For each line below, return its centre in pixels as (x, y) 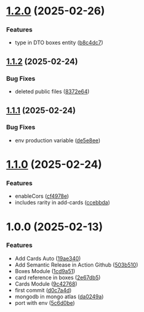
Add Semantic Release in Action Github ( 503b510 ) (76, 265)
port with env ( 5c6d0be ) (45, 302)
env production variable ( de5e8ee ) (57, 140)
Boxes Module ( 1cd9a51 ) (45, 271)
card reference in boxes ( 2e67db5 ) (58, 277)
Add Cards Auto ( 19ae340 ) (48, 258)
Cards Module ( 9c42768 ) (46, 284)
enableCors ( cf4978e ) (42, 196)
